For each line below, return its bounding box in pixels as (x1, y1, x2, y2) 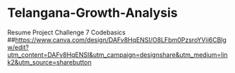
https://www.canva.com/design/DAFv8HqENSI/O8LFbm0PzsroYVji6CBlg (15, 35, 227, 44)
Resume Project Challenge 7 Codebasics (7, 28, 126, 36)
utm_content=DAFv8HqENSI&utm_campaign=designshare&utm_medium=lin (7, 51, 228, 59)
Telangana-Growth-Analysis (7, 5, 178, 21)
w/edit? (7, 43, 30, 51)
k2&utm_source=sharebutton (7, 58, 92, 66)
